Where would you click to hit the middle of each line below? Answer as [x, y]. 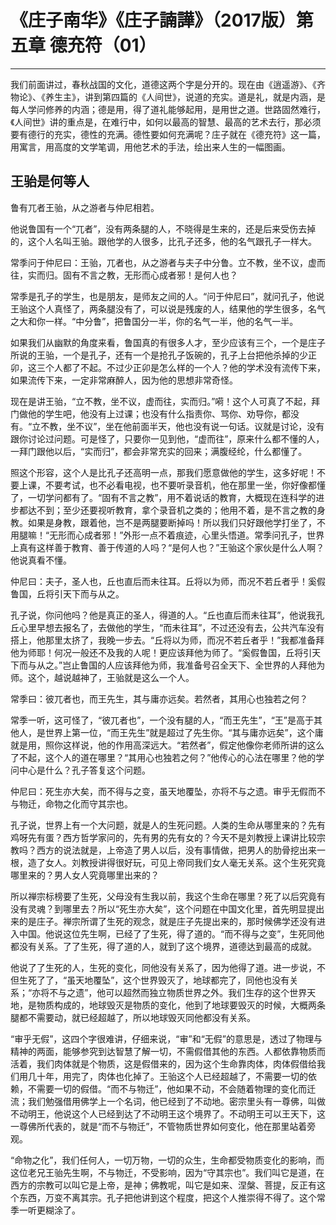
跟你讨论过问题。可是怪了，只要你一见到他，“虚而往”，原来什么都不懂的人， [167, 438]
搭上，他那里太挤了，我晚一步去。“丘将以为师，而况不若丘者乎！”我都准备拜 [167, 640]
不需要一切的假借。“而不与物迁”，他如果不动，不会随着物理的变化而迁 [172, 1088]
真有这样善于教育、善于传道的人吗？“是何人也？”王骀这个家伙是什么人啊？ [171, 547]
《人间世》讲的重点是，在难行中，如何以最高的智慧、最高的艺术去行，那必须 [166, 122]
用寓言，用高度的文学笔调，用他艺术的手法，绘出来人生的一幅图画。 [150, 147]
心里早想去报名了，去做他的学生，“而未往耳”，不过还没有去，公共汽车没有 [171, 627]
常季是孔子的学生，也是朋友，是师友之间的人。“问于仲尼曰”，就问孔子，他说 [167, 296]
